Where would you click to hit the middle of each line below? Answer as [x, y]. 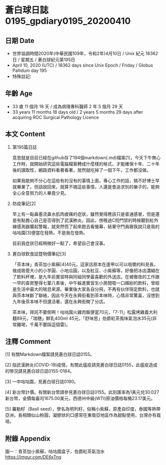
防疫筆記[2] [24, 203]
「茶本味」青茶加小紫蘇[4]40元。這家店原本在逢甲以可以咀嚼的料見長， [85, 264]
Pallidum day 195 [29, 70]
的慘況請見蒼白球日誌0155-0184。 [40, 371]
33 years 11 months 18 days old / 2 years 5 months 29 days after [78, 112]
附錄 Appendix [28, 438]
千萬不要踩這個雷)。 [50, 324]
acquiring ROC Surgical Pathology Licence [56, 117]
